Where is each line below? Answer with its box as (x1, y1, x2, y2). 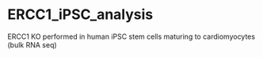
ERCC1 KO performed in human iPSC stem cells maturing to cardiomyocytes (7, 32, 255, 41)
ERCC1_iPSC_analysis (7, 6, 154, 24)
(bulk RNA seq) (7, 40, 57, 49)
